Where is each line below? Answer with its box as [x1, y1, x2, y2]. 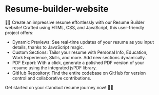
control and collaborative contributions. [12, 75, 92, 81]
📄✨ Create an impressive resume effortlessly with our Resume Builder [5, 19, 145, 25]
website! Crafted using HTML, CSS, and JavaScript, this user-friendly [5, 24, 145, 30]
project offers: [5, 30, 34, 35]
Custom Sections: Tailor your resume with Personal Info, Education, [12, 49, 148, 55]
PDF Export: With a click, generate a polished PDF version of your [12, 60, 144, 65]
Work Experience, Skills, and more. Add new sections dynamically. [12, 54, 146, 60]
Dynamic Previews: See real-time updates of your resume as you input [12, 39, 154, 45]
